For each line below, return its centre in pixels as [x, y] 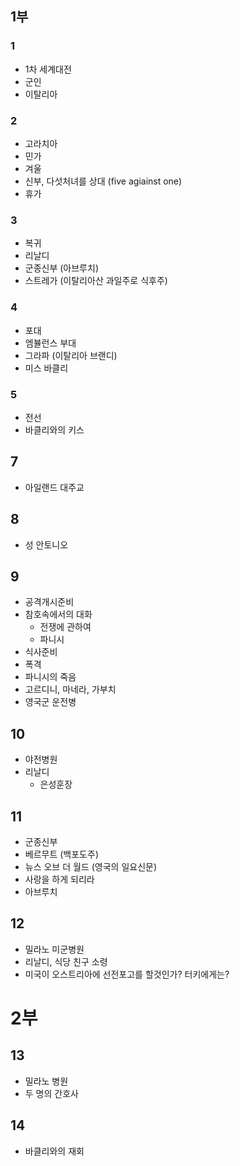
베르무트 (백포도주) [61, 854]
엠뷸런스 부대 [50, 343]
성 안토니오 [46, 544]
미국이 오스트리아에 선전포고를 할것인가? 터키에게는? [127, 974]
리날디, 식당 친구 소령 [66, 961]
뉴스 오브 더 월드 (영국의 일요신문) [91, 866]
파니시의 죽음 [50, 677]
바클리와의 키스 [54, 429]
